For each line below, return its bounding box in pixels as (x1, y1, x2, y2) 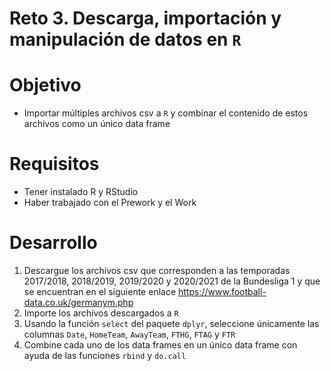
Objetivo (9, 74, 82, 97)
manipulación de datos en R (9, 28, 242, 51)
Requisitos (9, 153, 100, 176)
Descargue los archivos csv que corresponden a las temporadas (23, 265, 291, 276)
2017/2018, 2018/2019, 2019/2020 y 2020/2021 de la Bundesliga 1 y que (23, 275, 321, 287)
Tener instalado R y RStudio (23, 186, 139, 198)
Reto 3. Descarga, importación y (9, 7, 282, 30)
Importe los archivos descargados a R (23, 307, 179, 319)
